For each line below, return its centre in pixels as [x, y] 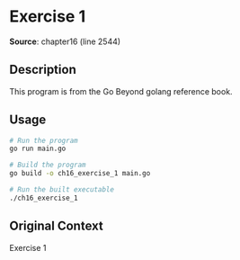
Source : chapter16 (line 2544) [65, 41]
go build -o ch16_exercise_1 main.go [80, 174]
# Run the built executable [62, 190]
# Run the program [44, 140]
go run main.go [38, 149]
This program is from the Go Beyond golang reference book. [121, 91]
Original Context [56, 226]
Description [43, 70]
